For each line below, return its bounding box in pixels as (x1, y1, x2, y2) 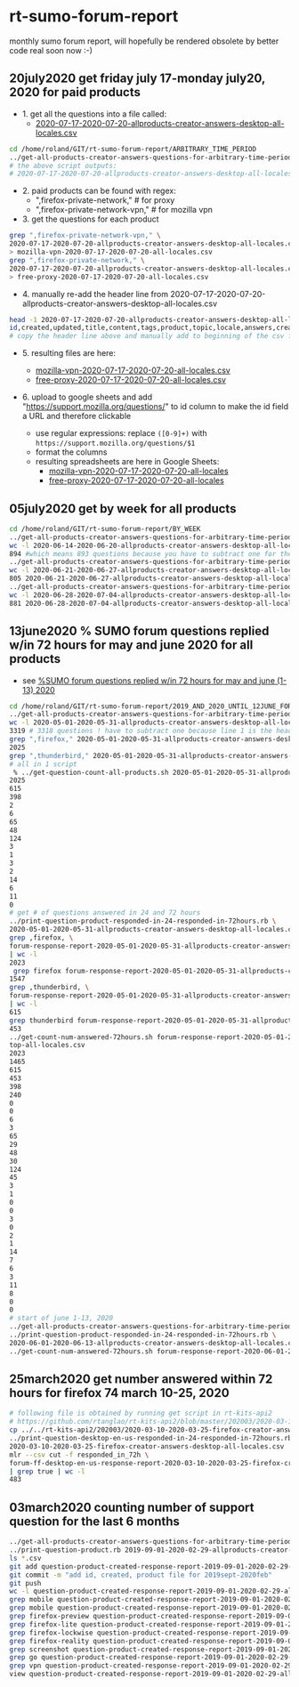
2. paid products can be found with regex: (21, 185, 176, 197)
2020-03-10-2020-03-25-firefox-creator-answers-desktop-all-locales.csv (9, 1441, 285, 1451)
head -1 (9, 315, 38, 324)
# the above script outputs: (9, 161, 117, 170)
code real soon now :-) (9, 44, 93, 55)
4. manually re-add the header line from (21, 288, 169, 299)
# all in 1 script (9, 759, 77, 769)
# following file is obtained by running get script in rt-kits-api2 (9, 1409, 273, 1418)
